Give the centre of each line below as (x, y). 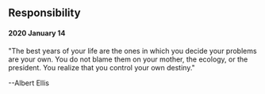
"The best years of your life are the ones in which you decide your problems (132, 51)
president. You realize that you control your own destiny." (102, 67)
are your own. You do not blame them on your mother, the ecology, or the (128, 59)
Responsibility (44, 13)
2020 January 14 (37, 33)
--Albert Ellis (29, 83)
